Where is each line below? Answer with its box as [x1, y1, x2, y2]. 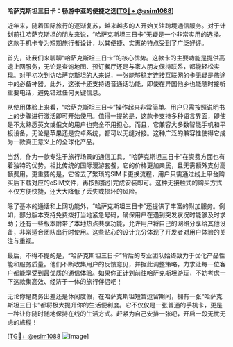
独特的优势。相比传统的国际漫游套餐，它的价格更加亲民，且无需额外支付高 [12, 161, 226, 169]
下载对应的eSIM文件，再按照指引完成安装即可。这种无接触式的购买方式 [19, 178, 223, 187]
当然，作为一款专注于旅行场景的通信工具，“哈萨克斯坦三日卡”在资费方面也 [7, 153, 220, 160]
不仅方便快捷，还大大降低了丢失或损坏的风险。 [7, 187, 141, 195]
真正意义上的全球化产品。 [25, 138, 98, 146]
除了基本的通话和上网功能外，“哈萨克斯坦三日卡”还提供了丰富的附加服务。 [7, 202, 220, 210]
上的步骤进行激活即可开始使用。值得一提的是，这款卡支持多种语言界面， [7, 112, 214, 120]
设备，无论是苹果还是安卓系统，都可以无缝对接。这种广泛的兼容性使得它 [12, 129, 220, 137]
